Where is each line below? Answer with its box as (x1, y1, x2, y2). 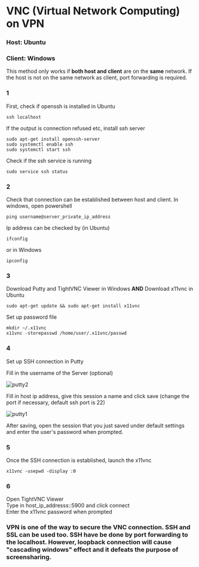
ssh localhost (6, 114, 42, 120)
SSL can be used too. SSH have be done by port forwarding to (6, 531, 188, 539)
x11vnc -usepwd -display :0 (6, 468, 76, 474)
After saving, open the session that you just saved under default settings (6, 422, 185, 429)
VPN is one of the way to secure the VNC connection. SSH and (6, 523, 191, 532)
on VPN (6, 17, 45, 30)
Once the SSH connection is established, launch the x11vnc (6, 457, 152, 464)
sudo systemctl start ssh (6, 146, 71, 153)
